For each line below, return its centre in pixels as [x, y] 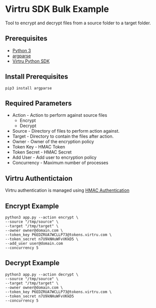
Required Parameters [38, 103]
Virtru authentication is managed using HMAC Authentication [67, 190]
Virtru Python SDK [31, 61]
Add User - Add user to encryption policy [54, 157]
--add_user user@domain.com [34, 243]
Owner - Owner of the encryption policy [53, 142]
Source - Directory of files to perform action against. [66, 131]
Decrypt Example [32, 263]
